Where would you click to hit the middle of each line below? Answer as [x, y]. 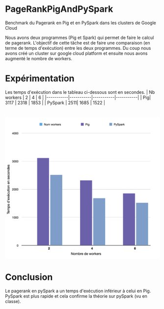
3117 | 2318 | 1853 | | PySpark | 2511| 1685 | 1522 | [55, 103]
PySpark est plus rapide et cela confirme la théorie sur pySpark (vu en [76, 296]
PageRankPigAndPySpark [59, 9]
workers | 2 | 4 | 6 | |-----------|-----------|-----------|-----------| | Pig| [78, 97]
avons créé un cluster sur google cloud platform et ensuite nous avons [77, 53]
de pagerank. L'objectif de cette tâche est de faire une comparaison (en [78, 42]
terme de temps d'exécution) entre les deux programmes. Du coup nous [78, 48]
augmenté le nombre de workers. [39, 58]
